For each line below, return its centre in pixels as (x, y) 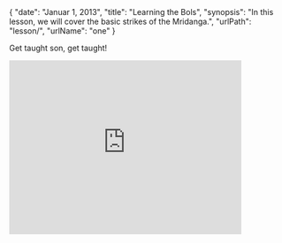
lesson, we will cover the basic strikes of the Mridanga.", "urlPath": (130, 21)
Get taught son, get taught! (58, 48)
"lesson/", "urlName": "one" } (63, 31)
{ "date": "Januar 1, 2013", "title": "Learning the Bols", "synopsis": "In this (141, 12)
